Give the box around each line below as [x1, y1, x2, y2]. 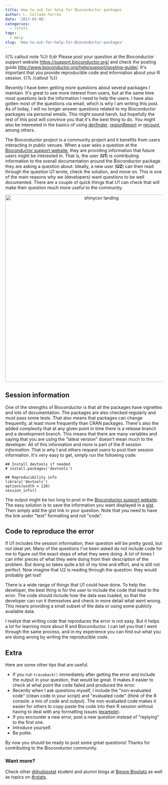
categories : [5, 21, 30, 26]
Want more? [5, 757, 35, 764]
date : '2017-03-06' [5, 16, 46, 21]
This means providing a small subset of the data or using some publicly [5, 603, 152, 609]
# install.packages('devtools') [5, 466, 72, 471]
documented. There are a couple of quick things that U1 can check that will [5, 179, 160, 185]
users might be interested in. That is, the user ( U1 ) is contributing [5, 152, 139, 158]
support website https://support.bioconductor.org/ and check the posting [5, 58, 156, 65]
